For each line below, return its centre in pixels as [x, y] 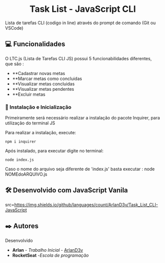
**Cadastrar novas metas [39, 73]
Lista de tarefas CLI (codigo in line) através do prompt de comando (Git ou [81, 23]
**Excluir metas [29, 94]
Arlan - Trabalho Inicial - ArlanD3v [48, 250]
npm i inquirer [21, 142]
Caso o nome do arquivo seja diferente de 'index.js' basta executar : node [80, 169]
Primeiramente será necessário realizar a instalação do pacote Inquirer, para [82, 118]
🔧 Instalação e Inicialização [38, 107]
